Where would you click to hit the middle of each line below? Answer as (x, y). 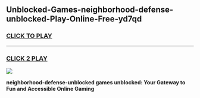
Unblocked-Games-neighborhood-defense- (90, 10)
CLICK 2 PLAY (27, 58)
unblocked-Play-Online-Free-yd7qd (74, 19)
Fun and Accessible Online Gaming (50, 88)
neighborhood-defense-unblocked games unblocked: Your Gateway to (96, 82)
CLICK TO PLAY (29, 36)
